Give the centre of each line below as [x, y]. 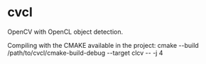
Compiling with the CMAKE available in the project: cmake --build [103, 45]
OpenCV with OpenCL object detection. [65, 32]
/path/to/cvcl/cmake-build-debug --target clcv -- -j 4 [85, 53]
